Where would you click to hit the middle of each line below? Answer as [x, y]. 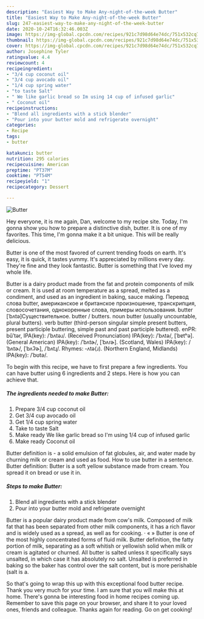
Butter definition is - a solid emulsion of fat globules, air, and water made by [101, 453]
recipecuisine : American [38, 164]
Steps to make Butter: [34, 486]
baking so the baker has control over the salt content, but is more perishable [102, 565]
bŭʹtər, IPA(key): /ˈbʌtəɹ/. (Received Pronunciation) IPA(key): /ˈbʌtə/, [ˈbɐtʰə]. [100, 335]
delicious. [18, 240]
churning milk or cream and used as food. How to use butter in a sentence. [100, 460]
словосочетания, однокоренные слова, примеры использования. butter [100, 309]
